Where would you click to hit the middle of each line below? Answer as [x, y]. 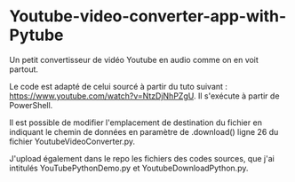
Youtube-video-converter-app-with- [148, 16]
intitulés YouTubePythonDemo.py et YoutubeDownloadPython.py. [129, 168]
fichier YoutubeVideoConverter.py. [72, 141]
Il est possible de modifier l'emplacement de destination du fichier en [136, 123]
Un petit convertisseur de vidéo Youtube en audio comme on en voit [134, 59]
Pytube [36, 35]
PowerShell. [31, 105]
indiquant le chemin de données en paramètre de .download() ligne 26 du [144, 131]
